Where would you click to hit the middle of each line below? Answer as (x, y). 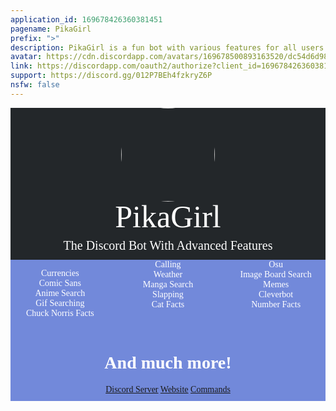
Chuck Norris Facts (60, 312)
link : (21, 66)
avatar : (26, 57)
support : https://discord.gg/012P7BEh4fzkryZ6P (111, 76)
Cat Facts (168, 304)
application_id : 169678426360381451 (86, 19)
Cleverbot (276, 294)
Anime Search (60, 292)
